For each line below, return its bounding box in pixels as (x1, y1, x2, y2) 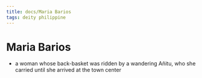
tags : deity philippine (6, 14, 66, 20)
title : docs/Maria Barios (6, 8, 71, 15)
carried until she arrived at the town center (14, 67, 122, 74)
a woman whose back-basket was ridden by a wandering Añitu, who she (14, 60, 196, 67)
